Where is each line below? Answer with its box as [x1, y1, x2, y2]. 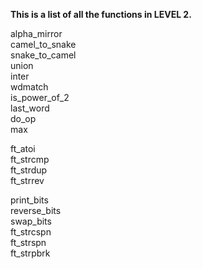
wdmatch [10, 81, 49, 93]
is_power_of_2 [10, 92, 70, 103]
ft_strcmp [10, 154, 50, 165]
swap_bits [10, 215, 52, 227]
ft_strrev [10, 175, 45, 186]
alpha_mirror [10, 28, 63, 39]
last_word [10, 102, 50, 114]
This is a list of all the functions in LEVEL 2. [10, 9, 192, 20]
